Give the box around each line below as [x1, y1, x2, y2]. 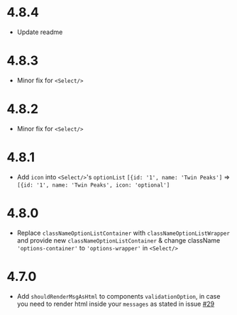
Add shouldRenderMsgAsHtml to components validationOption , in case [16, 292, 221, 300]
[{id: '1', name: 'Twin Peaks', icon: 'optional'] [16, 182, 170, 189]
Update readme [16, 28, 63, 36]
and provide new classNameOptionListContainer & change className [16, 236, 221, 245]
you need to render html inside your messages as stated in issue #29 [16, 299, 215, 308]
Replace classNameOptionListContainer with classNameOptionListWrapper [16, 228, 230, 237]
